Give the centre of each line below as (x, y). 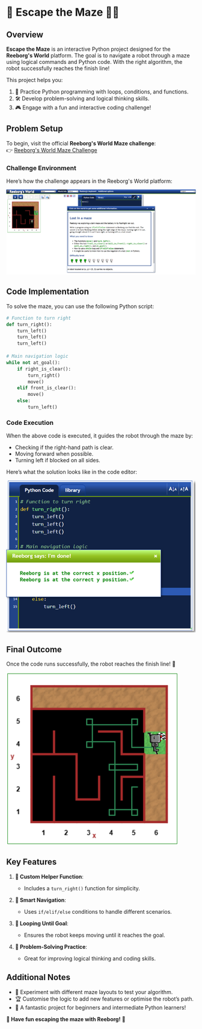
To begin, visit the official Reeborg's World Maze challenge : (81, 143)
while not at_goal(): (33, 362)
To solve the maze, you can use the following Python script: (80, 306)
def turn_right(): (29, 324)
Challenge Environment (41, 168)
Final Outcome (34, 649)
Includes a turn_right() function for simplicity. (82, 888)
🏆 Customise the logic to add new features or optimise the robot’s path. (104, 999)
